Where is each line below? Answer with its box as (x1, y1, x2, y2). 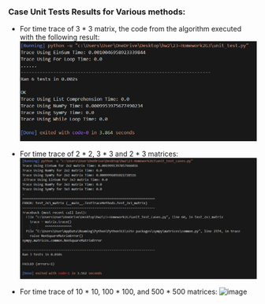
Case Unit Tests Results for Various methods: (8, 6, 186, 17)
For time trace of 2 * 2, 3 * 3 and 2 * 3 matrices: (19, 149, 179, 159)
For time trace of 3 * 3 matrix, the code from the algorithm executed (19, 24, 242, 34)
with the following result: (19, 32, 100, 42)
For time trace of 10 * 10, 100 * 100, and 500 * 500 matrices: (19, 287, 218, 296)
